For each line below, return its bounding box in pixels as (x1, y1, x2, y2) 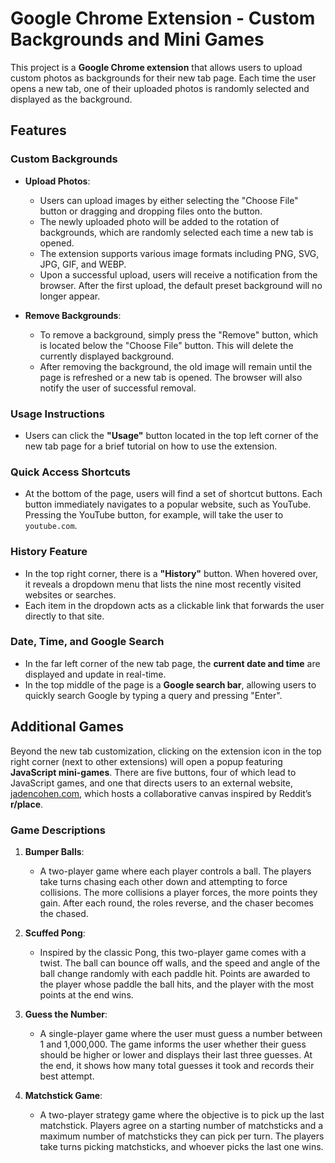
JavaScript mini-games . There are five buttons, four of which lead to (10, 766, 297, 778)
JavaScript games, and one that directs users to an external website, (10, 777, 293, 789)
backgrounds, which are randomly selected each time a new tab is (39, 226, 314, 238)
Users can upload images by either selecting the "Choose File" (39, 194, 299, 206)
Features (10, 122, 67, 139)
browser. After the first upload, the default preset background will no (39, 279, 323, 291)
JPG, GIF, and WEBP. (39, 258, 127, 270)
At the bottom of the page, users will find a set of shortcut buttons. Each (24, 488, 323, 500)
